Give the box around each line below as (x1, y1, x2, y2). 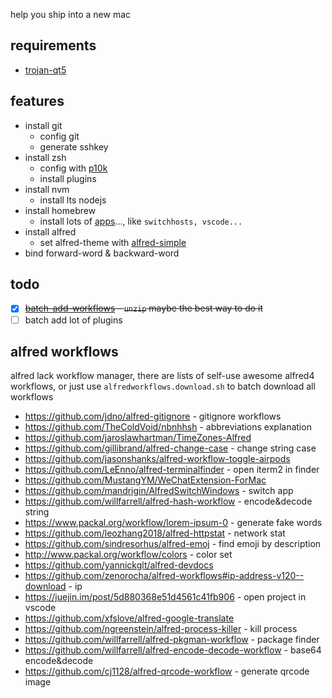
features (10, 93, 65, 110)
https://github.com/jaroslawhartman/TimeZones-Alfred (24, 432, 252, 444)
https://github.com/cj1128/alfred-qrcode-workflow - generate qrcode (24, 665, 310, 678)
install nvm (24, 183, 70, 195)
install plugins (39, 172, 97, 184)
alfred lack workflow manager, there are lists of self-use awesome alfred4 (10, 370, 315, 382)
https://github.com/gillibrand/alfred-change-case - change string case (24, 442, 317, 454)
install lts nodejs (39, 194, 107, 206)
